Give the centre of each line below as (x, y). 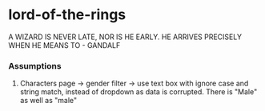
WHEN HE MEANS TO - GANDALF (64, 45)
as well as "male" (48, 101)
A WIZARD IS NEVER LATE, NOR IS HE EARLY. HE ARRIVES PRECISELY (125, 37)
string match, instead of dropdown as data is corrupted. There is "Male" (139, 92)
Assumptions (35, 65)
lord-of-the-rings (67, 15)
